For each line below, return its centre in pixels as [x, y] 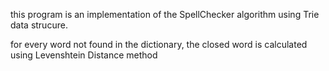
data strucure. [39, 25]
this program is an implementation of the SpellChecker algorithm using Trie [165, 14]
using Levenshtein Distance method [84, 55]
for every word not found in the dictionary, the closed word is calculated [159, 44]
